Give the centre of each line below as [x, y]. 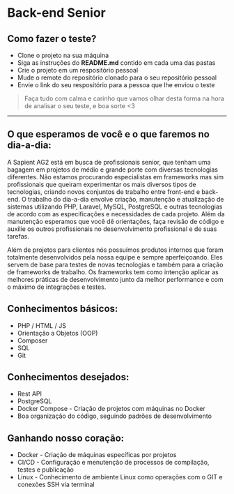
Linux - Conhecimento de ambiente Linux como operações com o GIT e [120, 477]
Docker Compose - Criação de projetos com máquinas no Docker [111, 409]
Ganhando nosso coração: [66, 438]
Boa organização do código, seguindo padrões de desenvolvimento [115, 416]
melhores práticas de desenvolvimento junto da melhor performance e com [116, 279]
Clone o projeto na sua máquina [63, 55]
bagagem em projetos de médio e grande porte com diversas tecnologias [112, 170]
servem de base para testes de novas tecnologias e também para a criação [115, 264]
